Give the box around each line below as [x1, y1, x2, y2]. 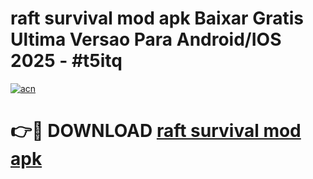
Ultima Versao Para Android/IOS [10, 28, 282, 51]
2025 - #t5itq [10, 50, 123, 72]
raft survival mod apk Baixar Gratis [10, 7, 304, 30]
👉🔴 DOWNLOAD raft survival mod [10, 120, 302, 142]
